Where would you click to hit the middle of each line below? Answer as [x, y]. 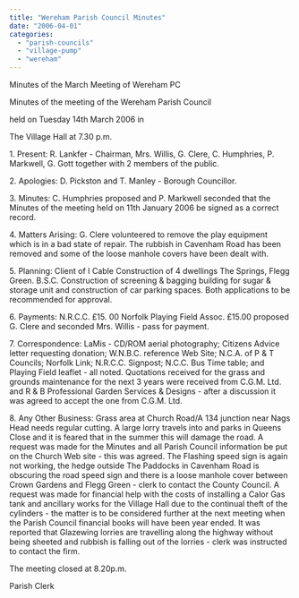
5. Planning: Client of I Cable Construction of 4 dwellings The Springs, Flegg [149, 271]
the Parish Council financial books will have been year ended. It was [135, 523]
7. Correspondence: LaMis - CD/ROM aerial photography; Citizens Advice [145, 344]
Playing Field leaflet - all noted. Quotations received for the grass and [137, 372]
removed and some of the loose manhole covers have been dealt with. [139, 253]
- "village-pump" [50, 51]
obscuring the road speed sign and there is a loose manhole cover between [149, 475]
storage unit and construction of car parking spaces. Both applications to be [150, 290]
